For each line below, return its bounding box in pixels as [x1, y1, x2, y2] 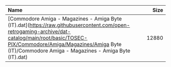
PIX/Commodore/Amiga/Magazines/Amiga [8, 41, 109, 48]
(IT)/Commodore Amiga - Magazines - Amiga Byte [8, 47, 131, 54]
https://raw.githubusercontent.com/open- [29, 21, 130, 29]
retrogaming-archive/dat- [8, 28, 71, 35]
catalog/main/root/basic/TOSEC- [8, 34, 88, 41]
